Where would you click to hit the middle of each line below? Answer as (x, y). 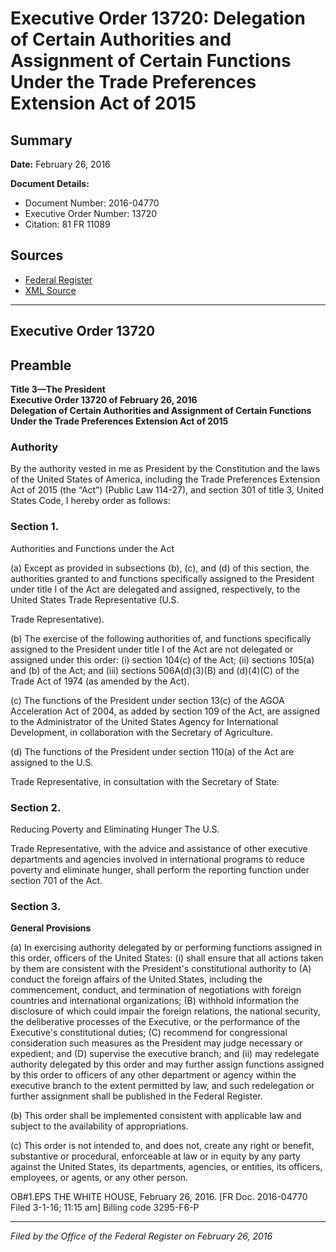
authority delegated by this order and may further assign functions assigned (167, 1064)
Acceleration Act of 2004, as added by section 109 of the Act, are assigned (165, 711)
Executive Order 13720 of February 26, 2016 (104, 400)
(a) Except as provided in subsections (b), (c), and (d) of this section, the (160, 568)
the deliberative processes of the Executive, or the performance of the (155, 1022)
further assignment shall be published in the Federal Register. (136, 1096)
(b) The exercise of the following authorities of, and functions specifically (161, 638)
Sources (37, 255)
